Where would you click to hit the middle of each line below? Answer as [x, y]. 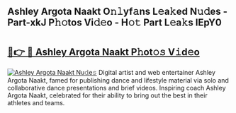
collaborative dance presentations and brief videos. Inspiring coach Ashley [117, 88]
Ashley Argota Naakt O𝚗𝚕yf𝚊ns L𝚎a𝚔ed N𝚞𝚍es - [118, 12]
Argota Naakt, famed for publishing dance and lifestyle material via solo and [118, 80]
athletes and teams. [36, 103]
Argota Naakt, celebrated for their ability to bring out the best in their [107, 95]
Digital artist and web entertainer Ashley [157, 72]
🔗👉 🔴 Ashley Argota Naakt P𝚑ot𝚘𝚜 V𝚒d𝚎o [103, 52]
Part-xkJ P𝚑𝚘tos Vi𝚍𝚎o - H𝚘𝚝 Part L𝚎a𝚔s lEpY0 [114, 23]
